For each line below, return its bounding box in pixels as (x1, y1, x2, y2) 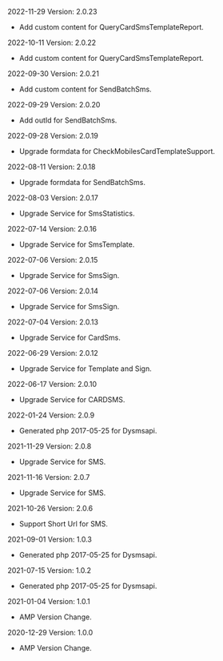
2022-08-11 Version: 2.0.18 (7, 162, 96, 171)
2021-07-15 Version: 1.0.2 (7, 566, 92, 575)
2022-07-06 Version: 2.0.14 (7, 286, 99, 296)
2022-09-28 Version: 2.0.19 (7, 131, 99, 140)
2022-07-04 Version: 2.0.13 (7, 317, 99, 327)
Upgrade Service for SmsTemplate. (18, 240, 135, 249)
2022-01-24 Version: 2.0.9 (7, 410, 95, 420)
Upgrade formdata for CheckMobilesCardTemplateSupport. (18, 147, 216, 155)
